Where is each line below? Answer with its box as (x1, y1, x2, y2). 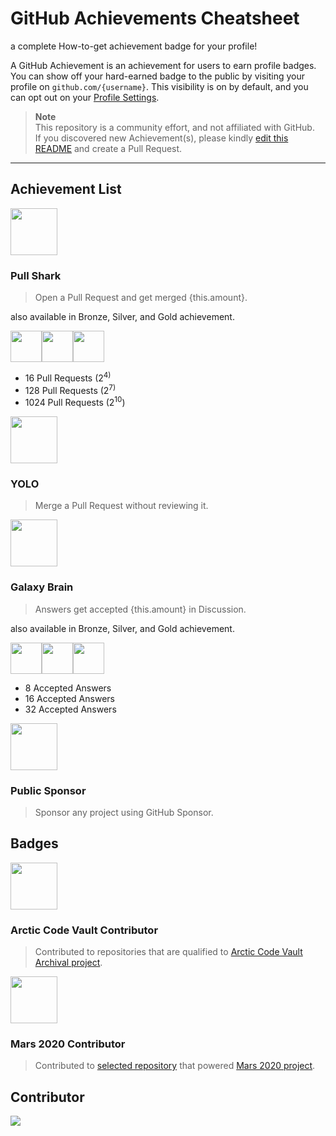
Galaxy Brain (10, 580, 74, 594)
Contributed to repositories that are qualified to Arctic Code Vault (34, 946, 303, 958)
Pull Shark (10, 268, 62, 282)
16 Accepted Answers (24, 692, 115, 704)
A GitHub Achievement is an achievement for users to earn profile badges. (10, 59, 317, 71)
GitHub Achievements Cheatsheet (10, 7, 300, 30)
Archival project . (34, 957, 103, 969)
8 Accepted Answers (24, 682, 112, 694)
